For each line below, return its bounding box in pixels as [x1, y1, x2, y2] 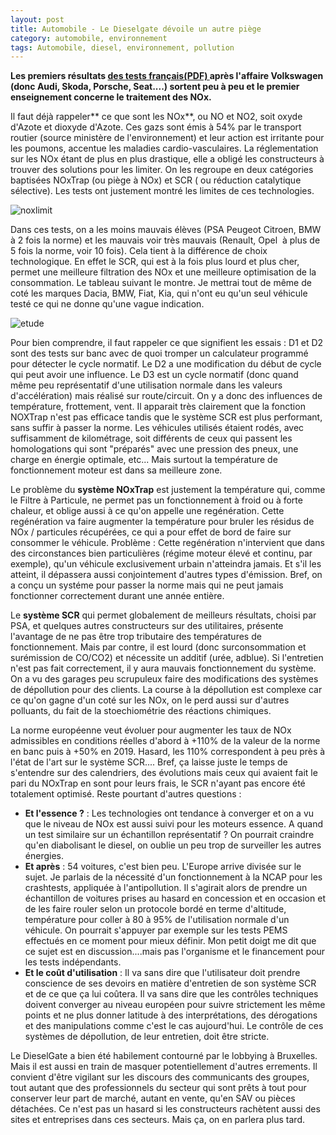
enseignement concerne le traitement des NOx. [10, 91, 212, 103]
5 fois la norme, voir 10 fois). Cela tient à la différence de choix [10, 245, 268, 257]
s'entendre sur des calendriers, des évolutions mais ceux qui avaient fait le [10, 767, 318, 779]
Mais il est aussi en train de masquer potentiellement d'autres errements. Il [10, 1061, 318, 1073]
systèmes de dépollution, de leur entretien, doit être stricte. [24, 1031, 270, 1043]
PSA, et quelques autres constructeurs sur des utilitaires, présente [10, 620, 284, 632]
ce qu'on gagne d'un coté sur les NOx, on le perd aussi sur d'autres [10, 694, 290, 706]
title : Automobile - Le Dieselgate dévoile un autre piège [10, 24, 262, 34]
